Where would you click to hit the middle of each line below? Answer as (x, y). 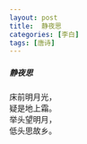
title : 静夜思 (35, 26)
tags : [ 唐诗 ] (32, 43)
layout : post (34, 18)
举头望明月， (33, 120)
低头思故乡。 (33, 130)
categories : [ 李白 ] (44, 34)
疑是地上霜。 (33, 108)
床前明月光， (33, 97)
